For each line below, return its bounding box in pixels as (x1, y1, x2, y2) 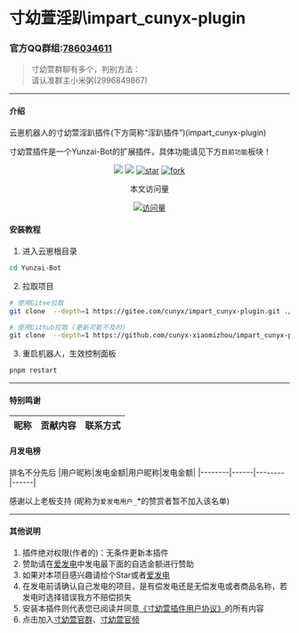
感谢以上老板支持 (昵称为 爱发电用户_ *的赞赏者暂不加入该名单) (9, 495, 230, 506)
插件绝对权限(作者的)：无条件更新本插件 (21, 547, 169, 557)
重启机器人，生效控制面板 (21, 348, 117, 359)
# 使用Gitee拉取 (9, 298, 64, 307)
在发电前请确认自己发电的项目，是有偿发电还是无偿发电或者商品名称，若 (21, 580, 287, 591)
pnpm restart (9, 366, 58, 375)
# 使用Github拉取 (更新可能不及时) (9, 322, 126, 332)
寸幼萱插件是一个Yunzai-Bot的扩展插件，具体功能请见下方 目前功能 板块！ (9, 146, 271, 157)
